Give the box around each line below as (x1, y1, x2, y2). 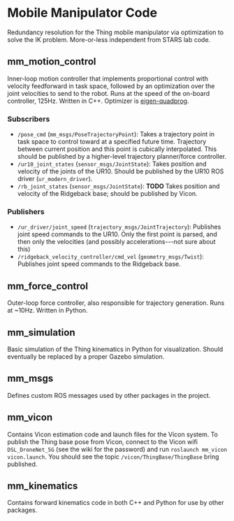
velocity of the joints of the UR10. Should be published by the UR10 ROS (17, 167, 224, 176)
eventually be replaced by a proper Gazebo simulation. (7, 352, 165, 361)
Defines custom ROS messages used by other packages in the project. (7, 391, 211, 399)
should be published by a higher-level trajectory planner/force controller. (17, 152, 227, 161)
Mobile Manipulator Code (7, 5, 158, 21)
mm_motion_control (7, 56, 96, 68)
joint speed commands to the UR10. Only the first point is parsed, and (17, 230, 218, 238)
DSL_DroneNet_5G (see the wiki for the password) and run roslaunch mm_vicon (7, 445, 228, 453)
